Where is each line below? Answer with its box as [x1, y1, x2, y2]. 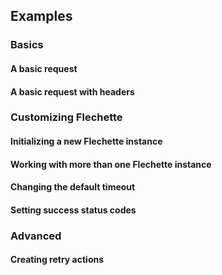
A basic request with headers [10, 85, 135, 98]
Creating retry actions [10, 254, 105, 266]
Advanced [10, 229, 62, 243]
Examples [10, 8, 73, 25]
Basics [10, 38, 44, 52]
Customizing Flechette [10, 110, 123, 124]
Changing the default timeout [10, 181, 136, 193]
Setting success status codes [10, 204, 137, 216]
